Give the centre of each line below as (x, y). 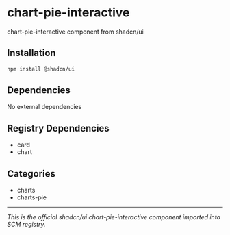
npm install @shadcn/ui (41, 69)
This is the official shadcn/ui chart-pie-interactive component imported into (114, 217)
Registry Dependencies (58, 128)
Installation (31, 53)
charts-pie (31, 197)
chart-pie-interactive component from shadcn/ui (75, 32)
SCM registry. (26, 225)
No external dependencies (44, 107)
